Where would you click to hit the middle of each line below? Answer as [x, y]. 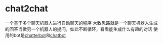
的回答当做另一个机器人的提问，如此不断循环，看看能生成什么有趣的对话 [79, 29]
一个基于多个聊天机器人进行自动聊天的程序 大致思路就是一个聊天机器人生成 [81, 23]
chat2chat [27, 9]
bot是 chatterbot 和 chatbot [40, 35]
